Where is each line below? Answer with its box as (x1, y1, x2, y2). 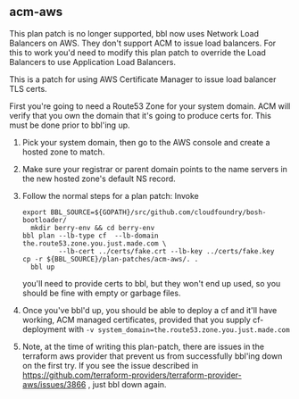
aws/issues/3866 (21, 378, 87, 389)
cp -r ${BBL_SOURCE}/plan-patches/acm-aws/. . (21, 254, 199, 263)
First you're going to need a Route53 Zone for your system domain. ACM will (9, 100, 291, 112)
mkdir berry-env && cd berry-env (30, 223, 155, 232)
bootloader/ (21, 215, 67, 224)
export (21, 207, 47, 217)
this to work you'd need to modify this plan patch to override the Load (9, 46, 266, 58)
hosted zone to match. (21, 146, 105, 157)
